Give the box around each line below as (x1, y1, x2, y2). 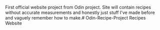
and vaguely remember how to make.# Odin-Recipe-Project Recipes (5, 15, 146, 20)
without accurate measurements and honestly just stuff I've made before (5, 9, 155, 15)
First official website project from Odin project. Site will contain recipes (5, 4, 151, 10)
